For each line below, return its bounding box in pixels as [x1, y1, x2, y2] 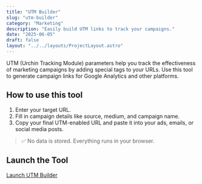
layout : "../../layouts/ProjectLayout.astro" [6, 43, 123, 49]
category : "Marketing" [6, 20, 64, 26]
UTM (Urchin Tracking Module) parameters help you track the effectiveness [6, 59, 196, 67]
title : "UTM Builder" [6, 9, 61, 15]
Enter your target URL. [15, 106, 71, 113]
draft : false [6, 37, 39, 43]
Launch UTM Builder [6, 171, 58, 179]
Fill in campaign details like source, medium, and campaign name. [15, 112, 180, 120]
